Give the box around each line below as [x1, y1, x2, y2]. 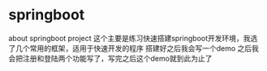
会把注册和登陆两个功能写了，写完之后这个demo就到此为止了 [8, 53, 213, 63]
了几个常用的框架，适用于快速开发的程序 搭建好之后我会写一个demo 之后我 [8, 43, 260, 53]
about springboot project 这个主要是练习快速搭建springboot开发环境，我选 [8, 33, 258, 43]
